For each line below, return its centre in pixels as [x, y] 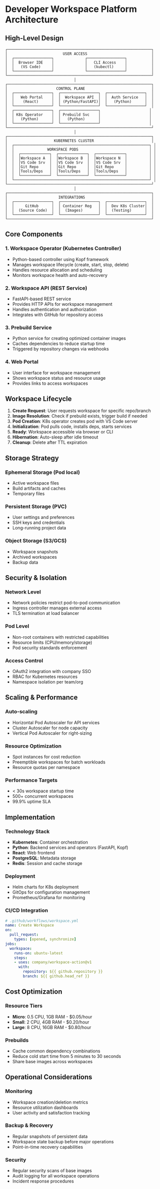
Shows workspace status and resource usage [59, 378]
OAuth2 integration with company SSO [52, 671]
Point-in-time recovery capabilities [48, 1147]
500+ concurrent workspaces [43, 796]
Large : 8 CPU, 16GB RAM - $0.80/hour [52, 1027]
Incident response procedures [43, 1181]
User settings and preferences [43, 517]
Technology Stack [27, 831]
